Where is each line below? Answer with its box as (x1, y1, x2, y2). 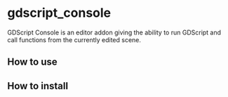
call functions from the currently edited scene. (7, 35, 142, 44)
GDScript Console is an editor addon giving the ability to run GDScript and (7, 28, 222, 37)
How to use (7, 56, 58, 68)
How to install (7, 79, 69, 92)
